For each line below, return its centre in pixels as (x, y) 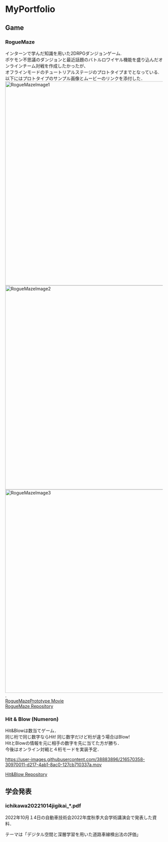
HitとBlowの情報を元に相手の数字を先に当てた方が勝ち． (63, 743)
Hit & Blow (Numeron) (32, 719)
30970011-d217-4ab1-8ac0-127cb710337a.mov (53, 765)
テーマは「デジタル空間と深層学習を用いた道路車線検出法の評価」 (73, 834)
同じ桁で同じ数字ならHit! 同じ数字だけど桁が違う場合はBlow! (67, 737)
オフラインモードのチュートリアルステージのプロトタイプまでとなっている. (82, 72)
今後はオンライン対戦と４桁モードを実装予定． (53, 749)
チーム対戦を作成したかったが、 (55, 65)
